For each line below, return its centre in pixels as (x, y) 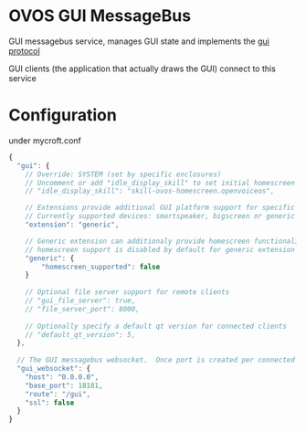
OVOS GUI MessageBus (100, 16)
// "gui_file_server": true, (80, 300)
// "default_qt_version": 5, (80, 334)
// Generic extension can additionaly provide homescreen (137, 241)
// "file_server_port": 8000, (83, 309)
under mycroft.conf (45, 140)
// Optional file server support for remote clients (127, 292)
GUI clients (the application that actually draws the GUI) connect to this (142, 68)
